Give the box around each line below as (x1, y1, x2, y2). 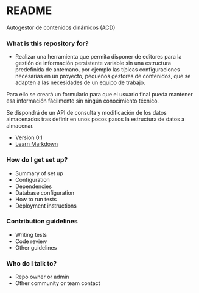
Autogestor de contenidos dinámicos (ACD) (6, 24, 116, 31)
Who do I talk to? (6, 259, 57, 267)
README (6, 4, 52, 18)
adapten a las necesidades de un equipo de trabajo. (15, 79, 145, 86)
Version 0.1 (15, 134, 43, 141)
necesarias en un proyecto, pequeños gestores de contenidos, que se (15, 73, 191, 80)
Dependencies (15, 183, 52, 190)
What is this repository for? (6, 39, 89, 48)
